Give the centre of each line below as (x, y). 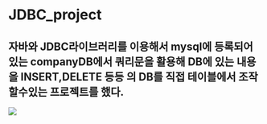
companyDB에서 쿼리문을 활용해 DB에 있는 (132, 62)
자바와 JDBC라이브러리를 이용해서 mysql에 (110, 46)
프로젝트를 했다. (87, 91)
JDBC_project (55, 15)
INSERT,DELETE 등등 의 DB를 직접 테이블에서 (128, 77)
